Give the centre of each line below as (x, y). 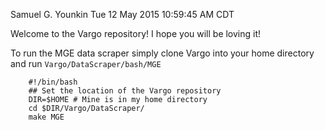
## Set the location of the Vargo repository (125, 91)
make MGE (46, 117)
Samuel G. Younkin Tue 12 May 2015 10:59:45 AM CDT (122, 14)
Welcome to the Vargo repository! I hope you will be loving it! (136, 33)
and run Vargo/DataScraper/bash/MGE (86, 63)
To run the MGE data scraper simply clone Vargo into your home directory (162, 53)
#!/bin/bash (53, 82)
